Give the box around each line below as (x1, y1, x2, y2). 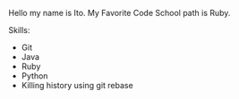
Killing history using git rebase (21, 80, 133, 90)
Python (21, 70, 48, 81)
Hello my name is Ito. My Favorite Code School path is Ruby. (8, 8, 231, 18)
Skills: (8, 25, 30, 35)
